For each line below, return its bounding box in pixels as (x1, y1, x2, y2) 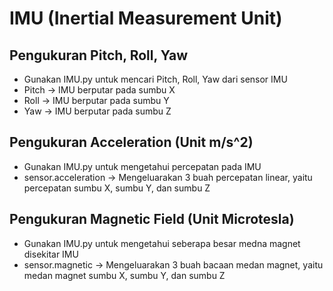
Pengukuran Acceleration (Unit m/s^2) (9, 134, 254, 151)
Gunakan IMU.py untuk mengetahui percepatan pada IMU (23, 160, 262, 172)
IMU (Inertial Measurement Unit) (9, 7, 283, 30)
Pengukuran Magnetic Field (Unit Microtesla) (9, 211, 295, 228)
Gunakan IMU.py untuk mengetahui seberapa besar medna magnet (23, 237, 301, 249)
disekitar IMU (23, 248, 79, 260)
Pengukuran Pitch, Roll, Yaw (9, 47, 189, 64)
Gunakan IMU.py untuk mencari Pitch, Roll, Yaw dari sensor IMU (23, 73, 288, 85)
